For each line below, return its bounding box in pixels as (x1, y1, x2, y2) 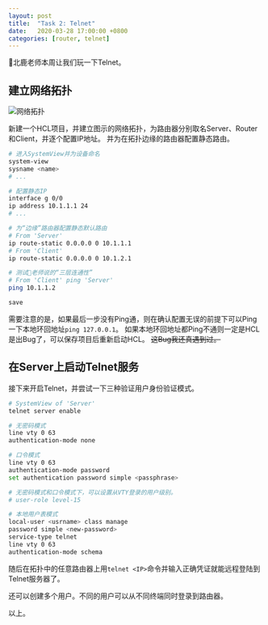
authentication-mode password (8, 466, 111, 474)
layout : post (8, 11, 52, 20)
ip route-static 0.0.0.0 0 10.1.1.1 (8, 239, 132, 247)
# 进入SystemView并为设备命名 (8, 150, 101, 158)
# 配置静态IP (8, 187, 48, 195)
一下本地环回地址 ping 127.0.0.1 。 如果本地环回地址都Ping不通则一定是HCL (8, 324, 260, 334)
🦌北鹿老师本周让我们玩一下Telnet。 (8, 57, 126, 67)
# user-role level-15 (8, 496, 82, 504)
